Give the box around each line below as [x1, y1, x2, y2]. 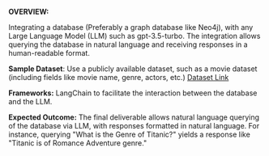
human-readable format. [8, 48, 91, 57]
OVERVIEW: [8, 7, 49, 16]
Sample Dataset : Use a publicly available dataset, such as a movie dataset [8, 64, 258, 74]
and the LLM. [8, 97, 53, 106]
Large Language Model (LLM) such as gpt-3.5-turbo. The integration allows [8, 32, 261, 40]
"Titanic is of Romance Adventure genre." [8, 138, 147, 148]
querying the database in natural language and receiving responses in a [8, 40, 249, 49]
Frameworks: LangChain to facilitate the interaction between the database [8, 88, 258, 98]
